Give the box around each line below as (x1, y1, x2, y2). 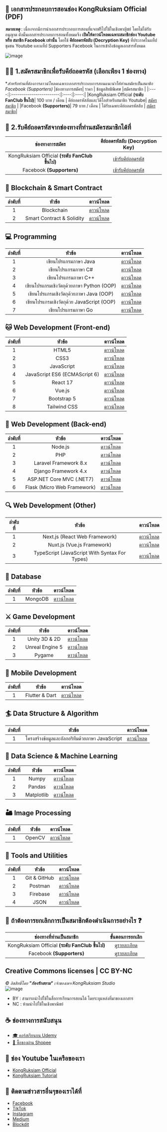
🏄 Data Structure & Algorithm (5, 710, 98, 718)
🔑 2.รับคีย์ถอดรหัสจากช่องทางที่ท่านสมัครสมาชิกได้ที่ (5, 123, 132, 132)
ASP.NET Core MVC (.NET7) (27, 476, 94, 483)
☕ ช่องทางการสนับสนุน (5, 1016, 62, 1025)
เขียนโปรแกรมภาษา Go (49, 307, 93, 313)
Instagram (12, 1111, 33, 1117)
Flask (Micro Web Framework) (25, 484, 96, 491)
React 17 (51, 379, 73, 386)
